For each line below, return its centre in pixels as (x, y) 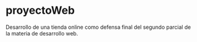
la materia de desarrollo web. (42, 33)
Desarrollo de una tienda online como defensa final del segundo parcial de (98, 27)
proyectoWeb (40, 10)
